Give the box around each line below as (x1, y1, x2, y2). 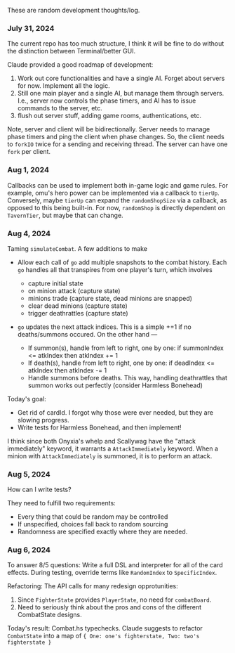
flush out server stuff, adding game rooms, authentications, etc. (17, 112, 202, 120)
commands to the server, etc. (17, 104, 103, 112)
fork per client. (7, 148, 51, 156)
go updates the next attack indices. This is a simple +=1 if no (17, 323, 192, 331)
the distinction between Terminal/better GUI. (7, 47, 135, 56)
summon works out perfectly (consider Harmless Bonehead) (27, 381, 203, 389)
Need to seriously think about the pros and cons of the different (17, 603, 202, 612)
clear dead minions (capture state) (27, 302, 128, 310)
